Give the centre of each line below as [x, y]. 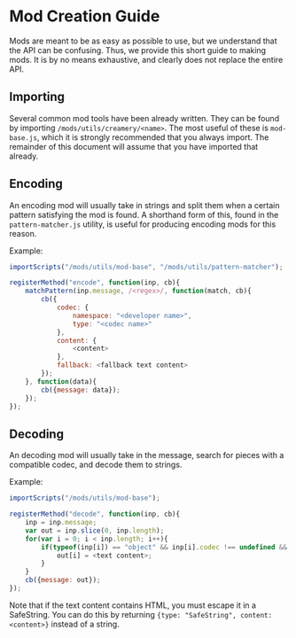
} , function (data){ [61, 381]
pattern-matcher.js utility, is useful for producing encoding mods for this [143, 224]
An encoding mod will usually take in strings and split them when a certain [145, 205]
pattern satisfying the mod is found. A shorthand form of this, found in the [144, 214]
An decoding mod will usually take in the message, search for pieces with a [147, 455]
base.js [23, 138]
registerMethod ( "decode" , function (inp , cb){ [94, 514]
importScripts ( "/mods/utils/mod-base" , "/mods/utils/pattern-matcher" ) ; [146, 267]
